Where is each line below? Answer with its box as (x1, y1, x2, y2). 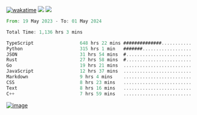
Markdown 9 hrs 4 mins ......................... (6, 74, 192, 80)
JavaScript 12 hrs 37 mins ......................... (6, 68, 192, 74)
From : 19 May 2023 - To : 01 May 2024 (6, 18, 102, 24)
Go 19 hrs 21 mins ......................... (6, 62, 192, 69)
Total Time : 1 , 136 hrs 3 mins (6, 29, 83, 35)
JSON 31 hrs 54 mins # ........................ (6, 51, 192, 57)
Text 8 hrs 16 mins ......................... (6, 85, 192, 91)
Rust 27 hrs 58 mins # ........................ (6, 57, 192, 63)
